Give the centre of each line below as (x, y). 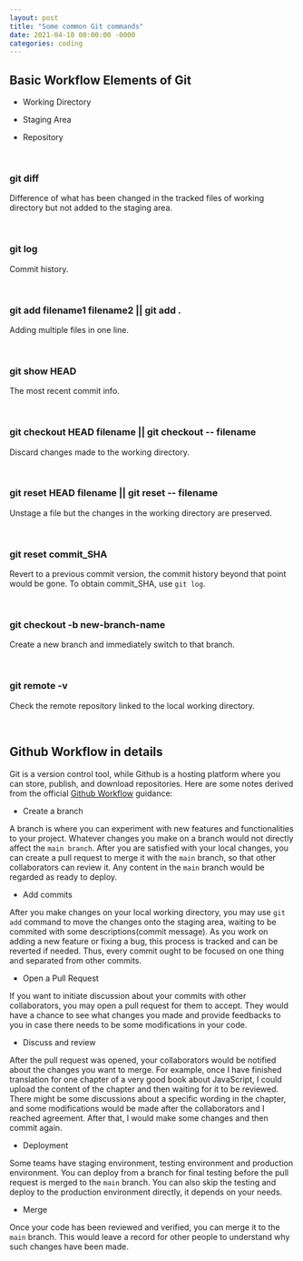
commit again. (36, 1127)
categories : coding (46, 43)
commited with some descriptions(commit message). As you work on (139, 931)
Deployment (45, 1145)
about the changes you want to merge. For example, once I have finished (146, 1069)
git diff (24, 178)
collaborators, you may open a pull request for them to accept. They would (149, 1005)
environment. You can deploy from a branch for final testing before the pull (149, 1172)
